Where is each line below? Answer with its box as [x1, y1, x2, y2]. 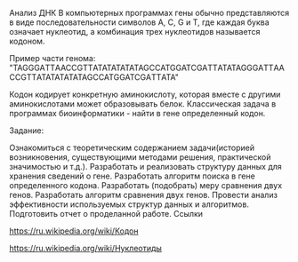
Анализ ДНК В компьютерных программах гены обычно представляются [9, 8, 290, 18]
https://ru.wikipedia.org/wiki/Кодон [9, 226, 139, 236]
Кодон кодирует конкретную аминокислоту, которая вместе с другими [9, 89, 281, 99]
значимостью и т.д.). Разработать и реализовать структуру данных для [9, 162, 282, 171]
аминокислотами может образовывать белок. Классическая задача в [9, 99, 277, 109]
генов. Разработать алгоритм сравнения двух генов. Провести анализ [9, 190, 278, 200]
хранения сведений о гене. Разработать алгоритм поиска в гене [9, 171, 255, 181]
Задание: [9, 125, 44, 136]
